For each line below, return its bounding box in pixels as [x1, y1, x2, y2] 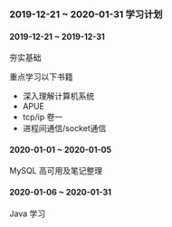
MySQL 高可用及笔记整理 [9, 166, 103, 176]
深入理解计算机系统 [22, 90, 95, 101]
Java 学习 [9, 208, 46, 219]
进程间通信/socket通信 [22, 123, 107, 134]
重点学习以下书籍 [9, 71, 73, 82]
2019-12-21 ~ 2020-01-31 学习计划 [9, 7, 163, 20]
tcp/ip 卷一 [22, 111, 63, 123]
